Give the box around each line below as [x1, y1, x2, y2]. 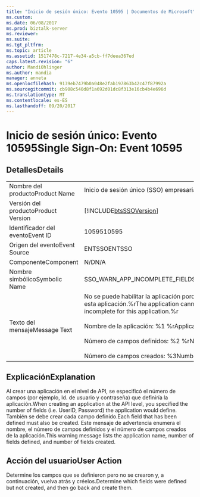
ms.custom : [6, 14, 33, 20]
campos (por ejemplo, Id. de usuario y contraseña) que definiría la [6, 394, 168, 401]
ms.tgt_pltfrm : [6, 42, 44, 48]
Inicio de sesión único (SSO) [84, 185, 164, 194]
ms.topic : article [6, 48, 52, 54]
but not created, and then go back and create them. [6, 484, 133, 492]
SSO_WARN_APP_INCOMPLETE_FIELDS [84, 275, 196, 283]
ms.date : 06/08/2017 [6, 20, 58, 26]
